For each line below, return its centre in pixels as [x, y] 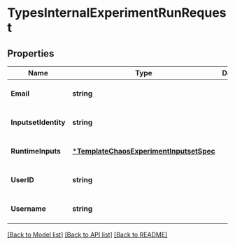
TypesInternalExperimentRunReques [117, 13]
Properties [31, 53]
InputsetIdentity [38, 122]
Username [29, 209]
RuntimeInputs [36, 151]
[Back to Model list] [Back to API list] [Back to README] [87, 235]
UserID [23, 180]
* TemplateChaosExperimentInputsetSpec [144, 151]
